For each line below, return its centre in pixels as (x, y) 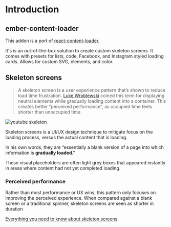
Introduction (32, 10)
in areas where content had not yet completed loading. (63, 168)
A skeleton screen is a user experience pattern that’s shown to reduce (92, 90)
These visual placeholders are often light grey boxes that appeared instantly (85, 162)
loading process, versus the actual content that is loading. (66, 137)
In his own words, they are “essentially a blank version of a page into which (84, 147)
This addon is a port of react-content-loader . (52, 41)
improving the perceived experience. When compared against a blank (79, 198)
